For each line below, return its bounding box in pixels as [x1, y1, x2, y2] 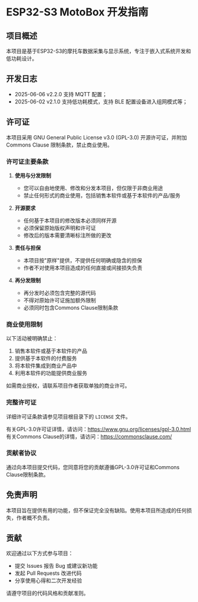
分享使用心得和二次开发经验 [14, 577, 82, 584]
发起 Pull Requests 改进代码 [14, 570, 82, 577]
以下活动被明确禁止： [6, 335, 58, 342]
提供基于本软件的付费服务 [14, 355, 77, 362]
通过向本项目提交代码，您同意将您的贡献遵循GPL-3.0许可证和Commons [6, 463, 180, 470]
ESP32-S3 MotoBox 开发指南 [6, 5, 148, 19]
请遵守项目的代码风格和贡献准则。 [6, 590, 89, 597]
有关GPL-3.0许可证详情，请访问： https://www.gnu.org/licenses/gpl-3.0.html [6, 425, 192, 432]
